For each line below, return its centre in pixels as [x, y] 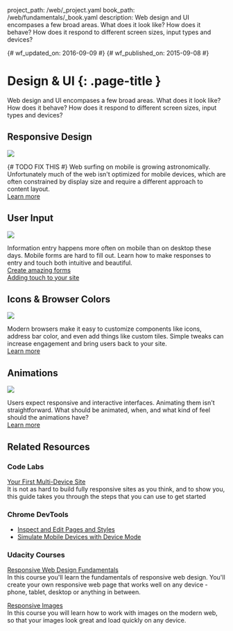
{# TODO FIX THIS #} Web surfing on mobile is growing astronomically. [109, 167]
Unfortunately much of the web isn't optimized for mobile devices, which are [116, 174]
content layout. [28, 189]
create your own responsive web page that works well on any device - [107, 585]
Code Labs [26, 466]
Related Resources [49, 446]
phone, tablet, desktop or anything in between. [74, 592]
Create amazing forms [39, 270]
